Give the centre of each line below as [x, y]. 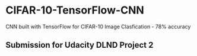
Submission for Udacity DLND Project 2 [80, 45]
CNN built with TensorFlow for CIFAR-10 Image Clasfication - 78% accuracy [98, 27]
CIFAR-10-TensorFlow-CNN [75, 10]
